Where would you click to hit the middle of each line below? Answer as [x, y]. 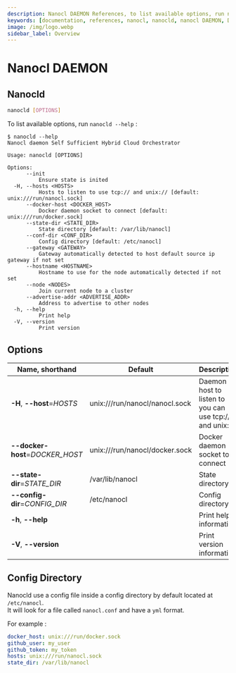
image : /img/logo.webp [40, 27]
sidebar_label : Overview [44, 33]
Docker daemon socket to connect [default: [103, 211]
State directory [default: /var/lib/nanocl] [105, 230]
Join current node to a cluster [86, 291]
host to [210, 390]
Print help [54, 316]
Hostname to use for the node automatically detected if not [130, 273]
